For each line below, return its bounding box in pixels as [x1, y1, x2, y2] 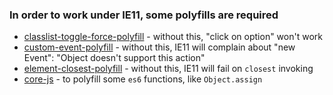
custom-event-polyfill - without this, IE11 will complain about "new [23, 41, 296, 53]
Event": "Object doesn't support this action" [23, 52, 206, 64]
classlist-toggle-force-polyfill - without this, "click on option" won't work [23, 31, 323, 43]
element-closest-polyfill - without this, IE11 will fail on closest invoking [23, 63, 314, 75]
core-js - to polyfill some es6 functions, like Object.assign [23, 73, 263, 85]
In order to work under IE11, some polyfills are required [9, 8, 279, 22]
